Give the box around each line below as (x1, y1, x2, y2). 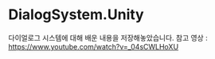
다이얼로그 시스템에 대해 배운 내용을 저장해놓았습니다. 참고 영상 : (8, 33, 209, 42)
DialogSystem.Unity (8, 6, 145, 24)
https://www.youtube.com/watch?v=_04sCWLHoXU (8, 41, 179, 51)
